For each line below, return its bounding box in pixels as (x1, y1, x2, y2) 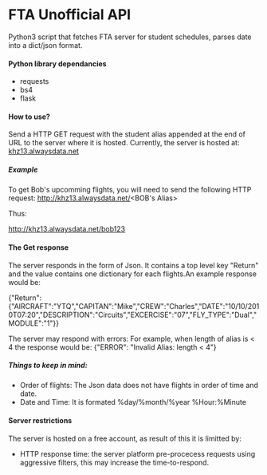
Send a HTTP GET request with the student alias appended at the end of (8, 129, 245, 139)
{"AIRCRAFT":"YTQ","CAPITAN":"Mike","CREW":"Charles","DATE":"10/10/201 (8, 301, 260, 311)
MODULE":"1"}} (8, 318, 60, 328)
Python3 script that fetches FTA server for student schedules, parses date (8, 32, 252, 42)
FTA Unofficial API (8, 6, 132, 24)
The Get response (8, 242, 69, 252)
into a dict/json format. (8, 40, 83, 49)
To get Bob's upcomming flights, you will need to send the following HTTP (8, 185, 252, 195)
